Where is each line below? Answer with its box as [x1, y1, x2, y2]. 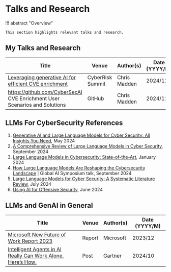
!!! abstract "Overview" [5, 20, 53, 26]
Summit [87, 80, 106, 87]
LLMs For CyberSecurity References [5, 118, 123, 128]
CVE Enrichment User [8, 95, 60, 102]
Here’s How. [8, 259, 37, 266]
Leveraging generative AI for [8, 73, 76, 81]
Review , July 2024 [12, 181, 52, 187]
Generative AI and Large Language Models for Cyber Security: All [12, 132, 150, 138]
